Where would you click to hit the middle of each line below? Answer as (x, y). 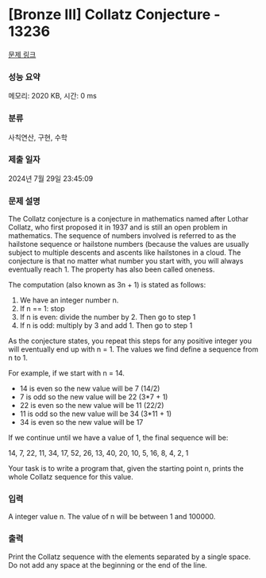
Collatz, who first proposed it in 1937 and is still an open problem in (118, 227)
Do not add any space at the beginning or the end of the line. (108, 565)
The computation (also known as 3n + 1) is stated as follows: (107, 285)
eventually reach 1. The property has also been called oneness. (112, 270)
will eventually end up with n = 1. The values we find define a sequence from (133, 349)
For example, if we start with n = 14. (67, 373)
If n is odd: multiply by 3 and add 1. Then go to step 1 (106, 326)
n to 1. (18, 358)
